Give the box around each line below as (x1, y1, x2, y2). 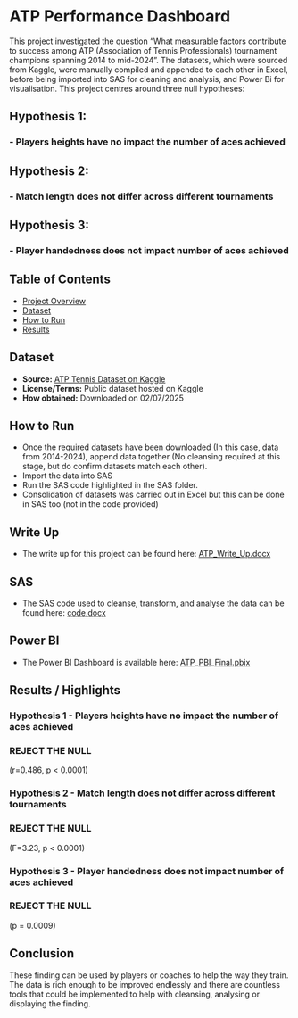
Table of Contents (9, 272, 112, 287)
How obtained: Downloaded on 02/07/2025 (21, 393, 185, 403)
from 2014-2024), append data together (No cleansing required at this (21, 451, 281, 462)
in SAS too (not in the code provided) (21, 499, 159, 509)
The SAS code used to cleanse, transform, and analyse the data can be (21, 598, 285, 608)
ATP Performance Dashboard (9, 6, 231, 27)
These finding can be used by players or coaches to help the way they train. (9, 970, 289, 981)
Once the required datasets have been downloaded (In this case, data (21, 442, 279, 452)
